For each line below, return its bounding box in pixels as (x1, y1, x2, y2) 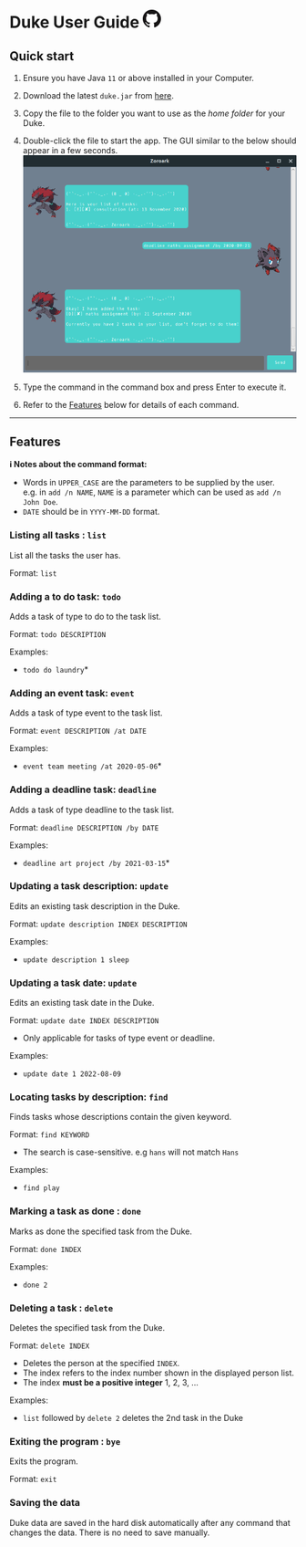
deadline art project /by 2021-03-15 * (22, 857, 170, 868)
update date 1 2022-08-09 (22, 1070, 121, 1079)
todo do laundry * (22, 664, 89, 674)
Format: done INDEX (9, 1243, 82, 1254)
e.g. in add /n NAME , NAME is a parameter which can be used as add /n (22, 486, 281, 497)
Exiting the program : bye (9, 1435, 121, 1448)
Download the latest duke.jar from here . (22, 90, 175, 100)
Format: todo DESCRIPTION (9, 628, 107, 639)
